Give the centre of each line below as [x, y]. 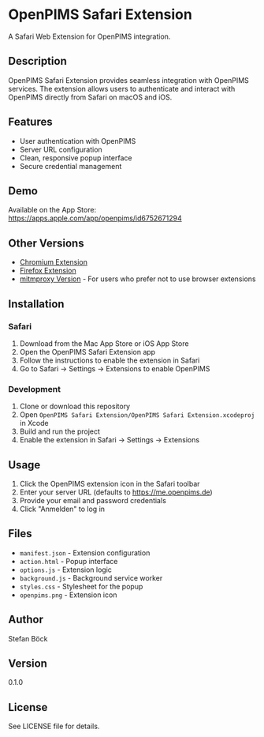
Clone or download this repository [75, 406]
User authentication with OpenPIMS [78, 141]
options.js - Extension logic [66, 570]
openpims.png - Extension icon [68, 595]
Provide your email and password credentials [93, 500]
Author [26, 620]
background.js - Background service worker [91, 577]
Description [37, 61]
